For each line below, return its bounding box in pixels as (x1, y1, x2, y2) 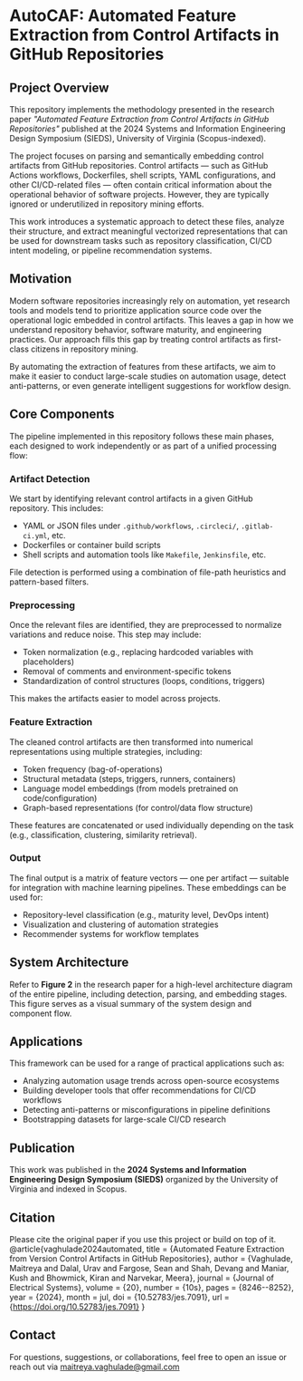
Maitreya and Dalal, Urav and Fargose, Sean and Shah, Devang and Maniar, (9, 1263, 289, 1274)
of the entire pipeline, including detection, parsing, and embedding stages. (9, 989, 288, 1000)
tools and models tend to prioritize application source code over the (9, 304, 262, 315)
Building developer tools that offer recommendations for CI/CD (22, 1085, 256, 1096)
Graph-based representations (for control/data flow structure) (22, 802, 253, 813)
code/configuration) (22, 792, 98, 803)
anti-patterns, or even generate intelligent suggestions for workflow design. (9, 380, 291, 391)
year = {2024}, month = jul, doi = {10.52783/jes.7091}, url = (9, 1292, 231, 1303)
